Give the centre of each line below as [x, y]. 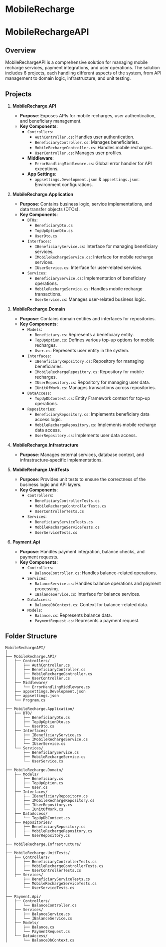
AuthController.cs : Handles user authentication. [84, 137]
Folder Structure [31, 636]
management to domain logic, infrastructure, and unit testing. [68, 78]
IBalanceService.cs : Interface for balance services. [87, 594]
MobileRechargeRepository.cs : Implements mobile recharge [95, 425]
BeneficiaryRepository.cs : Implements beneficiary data [92, 414]
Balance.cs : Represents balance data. [73, 615]
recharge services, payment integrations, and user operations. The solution [83, 68]
